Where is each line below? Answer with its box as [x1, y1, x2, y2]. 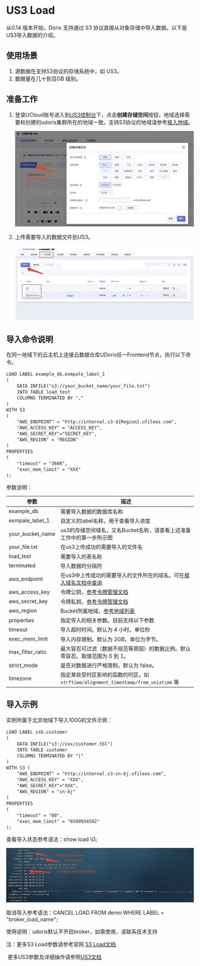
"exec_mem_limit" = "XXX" [17, 466, 82, 473]
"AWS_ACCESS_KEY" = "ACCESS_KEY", [17, 424, 102, 431]
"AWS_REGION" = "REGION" [17, 436, 79, 443]
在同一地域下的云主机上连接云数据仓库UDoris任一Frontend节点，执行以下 [6, 351, 186, 358]
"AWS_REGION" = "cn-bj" [17, 788, 76, 794]
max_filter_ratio [8, 648, 46, 656]
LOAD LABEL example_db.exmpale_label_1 [6, 371, 105, 377]
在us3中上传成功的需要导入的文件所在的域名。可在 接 [60, 571, 190, 579]
